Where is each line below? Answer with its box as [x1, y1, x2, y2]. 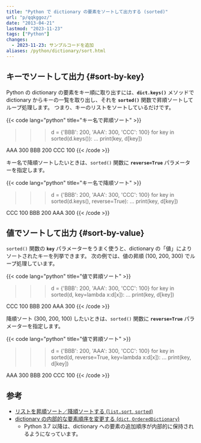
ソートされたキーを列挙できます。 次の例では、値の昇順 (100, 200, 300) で [6, 253, 190, 260]
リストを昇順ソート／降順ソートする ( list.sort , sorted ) [14, 408, 154, 415]
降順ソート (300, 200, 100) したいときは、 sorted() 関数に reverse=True [6, 315, 183, 322]
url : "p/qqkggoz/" [6, 14, 52, 20]
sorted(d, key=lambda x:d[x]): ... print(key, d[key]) [50, 291, 175, 298]
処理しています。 [16, 260, 58, 267]
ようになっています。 [29, 430, 82, 438]
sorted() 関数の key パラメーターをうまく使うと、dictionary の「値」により [6, 245, 193, 252]
